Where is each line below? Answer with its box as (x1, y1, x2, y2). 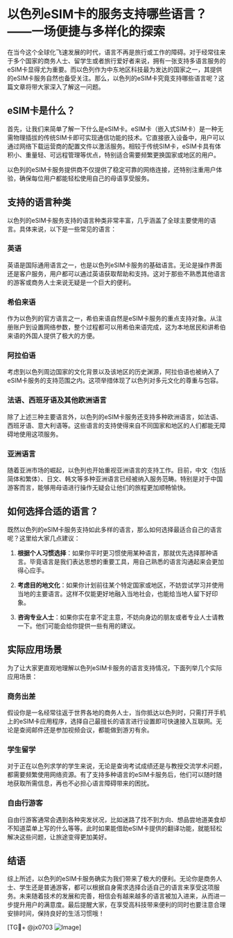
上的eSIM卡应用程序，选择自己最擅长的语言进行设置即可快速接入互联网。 (7, 717, 216, 725)
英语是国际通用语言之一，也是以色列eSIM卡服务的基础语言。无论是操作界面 (7, 261, 223, 269)
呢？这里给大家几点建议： (7, 534, 80, 542)
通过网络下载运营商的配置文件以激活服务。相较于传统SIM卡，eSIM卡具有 (7, 142, 215, 150)
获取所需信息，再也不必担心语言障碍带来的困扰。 (12, 779, 153, 787)
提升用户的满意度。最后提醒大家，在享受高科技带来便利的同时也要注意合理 (12, 901, 226, 909)
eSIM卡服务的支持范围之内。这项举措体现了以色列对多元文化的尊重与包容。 (7, 376, 223, 385)
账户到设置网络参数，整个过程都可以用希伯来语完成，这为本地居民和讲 (12, 323, 214, 332)
